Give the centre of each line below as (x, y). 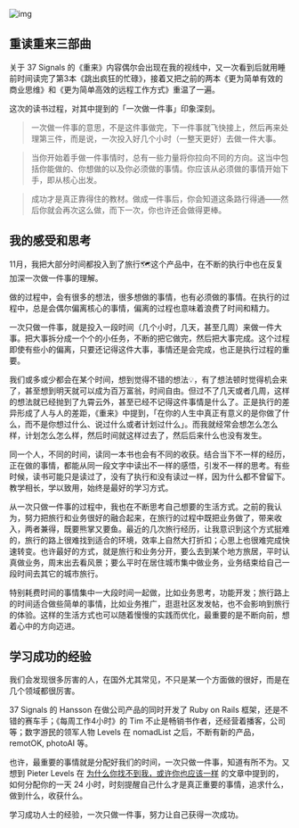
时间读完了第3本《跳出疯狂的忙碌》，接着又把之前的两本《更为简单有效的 (149, 78)
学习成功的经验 (50, 657)
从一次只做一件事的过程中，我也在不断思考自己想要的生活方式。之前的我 (141, 506)
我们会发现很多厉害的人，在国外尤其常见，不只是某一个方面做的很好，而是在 (149, 680)
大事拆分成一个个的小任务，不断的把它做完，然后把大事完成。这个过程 (161, 338)
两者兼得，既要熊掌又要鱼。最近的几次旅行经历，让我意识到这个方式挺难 (157, 529)
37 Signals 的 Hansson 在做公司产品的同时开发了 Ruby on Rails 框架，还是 (145, 710)
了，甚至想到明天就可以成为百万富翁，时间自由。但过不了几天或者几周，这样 (149, 390)
